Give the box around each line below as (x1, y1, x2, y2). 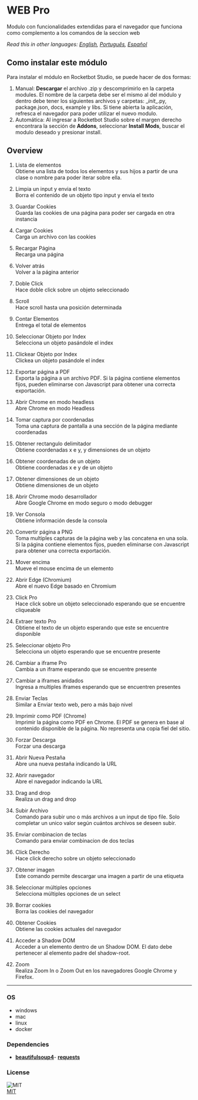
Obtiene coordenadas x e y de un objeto (15, 463, 113, 471)
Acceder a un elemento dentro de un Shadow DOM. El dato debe (15, 943, 173, 950)
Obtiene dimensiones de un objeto (15, 481, 99, 489)
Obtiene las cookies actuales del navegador (15, 925, 122, 932)
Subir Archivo (15, 807, 49, 814)
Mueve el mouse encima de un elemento (15, 565, 114, 572)
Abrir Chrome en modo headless (15, 398, 95, 405)
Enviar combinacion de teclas (15, 831, 87, 838)
